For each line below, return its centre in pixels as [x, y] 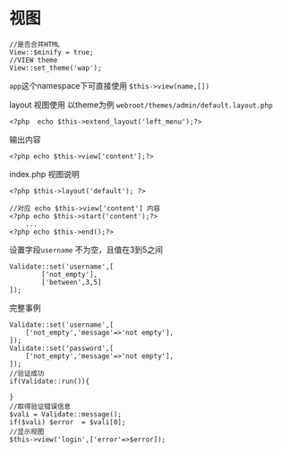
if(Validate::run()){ [50, 381]
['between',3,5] [72, 282]
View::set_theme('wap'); [56, 68]
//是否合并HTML [35, 44]
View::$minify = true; [51, 52]
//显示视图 [27, 432]
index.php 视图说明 [45, 174]
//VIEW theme [34, 60]
